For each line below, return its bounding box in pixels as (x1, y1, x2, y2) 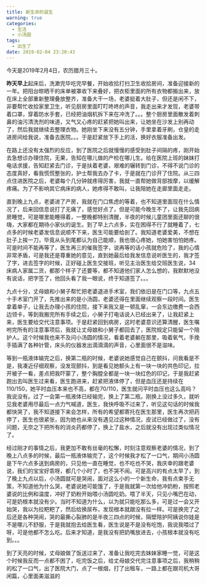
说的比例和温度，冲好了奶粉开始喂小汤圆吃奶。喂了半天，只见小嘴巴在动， (11, 490, 200, 497)
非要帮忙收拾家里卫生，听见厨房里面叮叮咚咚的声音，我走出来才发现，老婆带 (6, 103, 200, 110)
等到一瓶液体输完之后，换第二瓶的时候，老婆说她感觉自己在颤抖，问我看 (6, 354, 189, 362)
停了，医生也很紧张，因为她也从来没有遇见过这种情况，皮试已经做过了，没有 (6, 416, 200, 423)
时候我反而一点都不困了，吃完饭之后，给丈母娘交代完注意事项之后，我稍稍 (11, 557, 200, 564)
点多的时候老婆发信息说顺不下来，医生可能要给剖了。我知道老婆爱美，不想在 (6, 228, 200, 236)
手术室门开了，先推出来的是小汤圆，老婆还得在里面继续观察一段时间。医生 (11, 295, 200, 303)
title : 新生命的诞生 (6, 9, 53, 15)
